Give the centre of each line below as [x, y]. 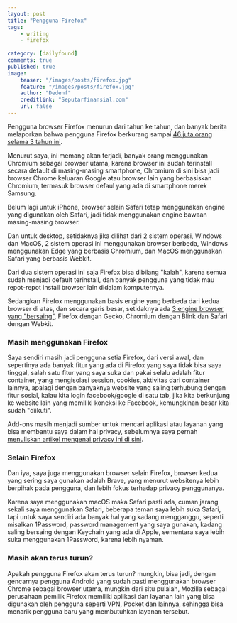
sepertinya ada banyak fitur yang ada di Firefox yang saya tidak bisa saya [115, 365]
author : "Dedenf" [46, 93]
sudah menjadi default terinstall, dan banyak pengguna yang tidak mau [111, 280]
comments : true [30, 60]
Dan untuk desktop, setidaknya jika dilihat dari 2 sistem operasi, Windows [115, 236]
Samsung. [22, 193]
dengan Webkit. [31, 323]
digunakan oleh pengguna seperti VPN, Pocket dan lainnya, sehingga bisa [115, 604]
